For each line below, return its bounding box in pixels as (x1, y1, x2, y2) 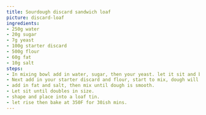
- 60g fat (6, 54, 32, 60)
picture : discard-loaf (6, 15, 64, 21)
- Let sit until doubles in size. (6, 88, 95, 94)
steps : (6, 65, 23, 72)
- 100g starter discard (6, 43, 67, 49)
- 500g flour (6, 49, 40, 55)
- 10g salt (6, 60, 34, 66)
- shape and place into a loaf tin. (6, 94, 100, 100)
